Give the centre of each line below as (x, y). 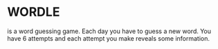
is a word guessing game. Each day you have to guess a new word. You (109, 31)
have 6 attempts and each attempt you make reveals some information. (108, 38)
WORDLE (34, 12)
